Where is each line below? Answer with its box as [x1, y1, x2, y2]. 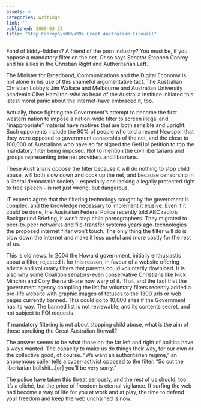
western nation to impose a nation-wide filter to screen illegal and [6, 115, 169, 123]
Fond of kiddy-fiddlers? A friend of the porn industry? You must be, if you [6, 47, 188, 55]
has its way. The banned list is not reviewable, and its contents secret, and [6, 303, 190, 310]
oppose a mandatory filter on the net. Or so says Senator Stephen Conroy [6, 54, 188, 61]
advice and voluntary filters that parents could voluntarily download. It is [6, 265, 185, 272]
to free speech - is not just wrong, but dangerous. [6, 184, 130, 192]
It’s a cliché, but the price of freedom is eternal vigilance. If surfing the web [6, 382, 192, 389]
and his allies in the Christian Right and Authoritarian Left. [6, 61, 148, 68]
